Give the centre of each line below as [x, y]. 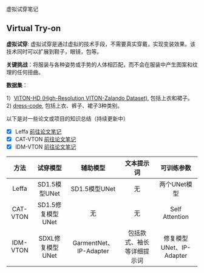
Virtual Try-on [34, 28]
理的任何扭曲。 [25, 72]
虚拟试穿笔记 [22, 9]
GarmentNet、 [93, 243]
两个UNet [173, 184]
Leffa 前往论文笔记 [38, 131]
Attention [176, 217]
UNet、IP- [176, 247]
